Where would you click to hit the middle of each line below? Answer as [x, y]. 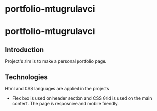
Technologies [26, 77]
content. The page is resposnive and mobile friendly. [65, 103]
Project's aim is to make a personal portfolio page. [56, 61]
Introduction [25, 49]
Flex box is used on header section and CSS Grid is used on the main [82, 98]
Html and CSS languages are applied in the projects [57, 89]
